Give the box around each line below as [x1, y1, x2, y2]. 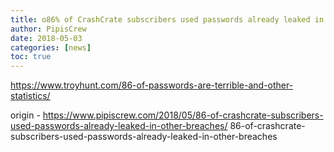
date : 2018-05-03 [10, 33, 83, 43]
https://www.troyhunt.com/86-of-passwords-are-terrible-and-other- [10, 79, 294, 91]
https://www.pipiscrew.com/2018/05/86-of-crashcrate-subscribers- [42, 109, 324, 121]
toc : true [10, 52, 52, 62]
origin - [10, 109, 41, 121]
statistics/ [10, 90, 51, 102]
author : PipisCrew [10, 24, 87, 34]
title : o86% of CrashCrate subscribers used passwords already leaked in [10, 14, 325, 25]
